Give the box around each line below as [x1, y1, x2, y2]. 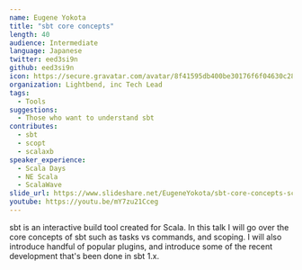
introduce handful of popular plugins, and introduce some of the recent [9, 240, 273, 252]
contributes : [9, 122, 58, 131]
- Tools [17, 96, 47, 106]
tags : [9, 88, 30, 97]
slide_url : [9, 189, 50, 198]
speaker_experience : [9, 155, 87, 165]
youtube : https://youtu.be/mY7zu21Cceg [9, 197, 159, 207]
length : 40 [9, 30, 50, 39]
